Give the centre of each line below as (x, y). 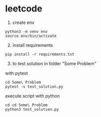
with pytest (17, 73)
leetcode (24, 9)
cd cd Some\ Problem (27, 105)
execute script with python (32, 96)
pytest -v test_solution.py (34, 87)
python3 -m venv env (27, 31)
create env (23, 22)
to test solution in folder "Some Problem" (54, 63)
